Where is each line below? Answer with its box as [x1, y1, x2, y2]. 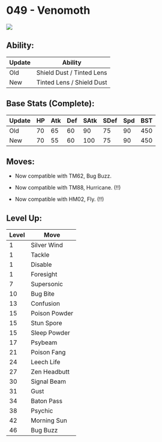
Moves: [6, 157, 35, 167]
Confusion [31, 299, 60, 308]
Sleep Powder [31, 329, 70, 337]
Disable [31, 260, 52, 269]
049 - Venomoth [6, 4, 91, 17]
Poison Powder [31, 309, 74, 318]
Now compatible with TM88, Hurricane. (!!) [14, 184, 121, 191]
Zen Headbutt [31, 368, 70, 376]
